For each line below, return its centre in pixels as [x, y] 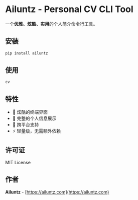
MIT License [18, 162]
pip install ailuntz [27, 53]
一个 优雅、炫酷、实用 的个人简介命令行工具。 [51, 24]
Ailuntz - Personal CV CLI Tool [70, 9]
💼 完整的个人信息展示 [34, 118]
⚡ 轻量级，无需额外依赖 [37, 131]
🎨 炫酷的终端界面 [30, 112]
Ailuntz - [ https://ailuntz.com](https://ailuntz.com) [57, 192]
